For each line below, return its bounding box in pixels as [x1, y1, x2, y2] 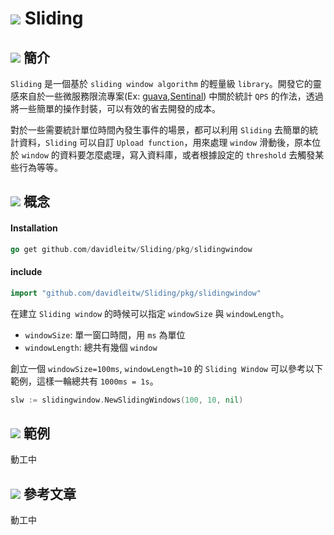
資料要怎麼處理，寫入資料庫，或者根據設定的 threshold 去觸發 [59, 149, 316, 161]
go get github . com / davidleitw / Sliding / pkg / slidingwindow [10, 244, 253, 254]
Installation [10, 222, 58, 234]
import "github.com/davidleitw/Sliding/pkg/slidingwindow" [10, 288, 262, 298]
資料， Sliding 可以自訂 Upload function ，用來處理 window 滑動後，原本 [18, 137, 313, 148]
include [10, 266, 43, 278]
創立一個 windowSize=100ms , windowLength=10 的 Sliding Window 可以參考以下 [10, 362, 323, 374]
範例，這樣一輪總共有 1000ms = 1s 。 [10, 375, 159, 387]
